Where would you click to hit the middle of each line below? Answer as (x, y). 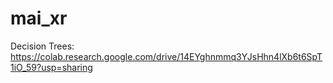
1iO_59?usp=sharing (51, 67)
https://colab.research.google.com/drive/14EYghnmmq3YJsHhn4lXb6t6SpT (166, 56)
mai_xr (39, 18)
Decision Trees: (42, 46)
